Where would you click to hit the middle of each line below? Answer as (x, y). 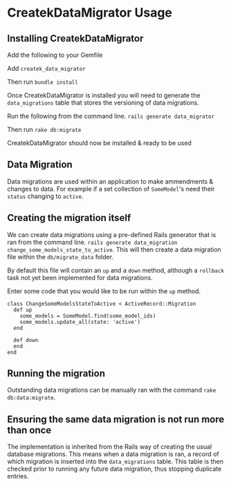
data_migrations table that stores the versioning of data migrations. (103, 103)
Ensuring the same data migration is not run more (116, 419)
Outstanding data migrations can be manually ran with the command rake (112, 390)
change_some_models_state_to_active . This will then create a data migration (114, 249)
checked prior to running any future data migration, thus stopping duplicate (114, 469)
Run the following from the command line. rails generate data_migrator (111, 116)
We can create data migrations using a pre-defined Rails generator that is (112, 234)
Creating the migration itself (69, 218)
